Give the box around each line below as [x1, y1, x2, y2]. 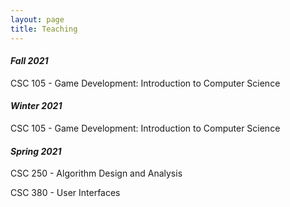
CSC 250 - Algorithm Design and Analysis [10, 167, 183, 180]
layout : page [10, 14, 65, 25]
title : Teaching [10, 24, 78, 34]
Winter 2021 [10, 100, 63, 112]
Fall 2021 [10, 55, 49, 67]
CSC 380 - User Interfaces [10, 187, 121, 199]
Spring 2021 [10, 145, 62, 157]
